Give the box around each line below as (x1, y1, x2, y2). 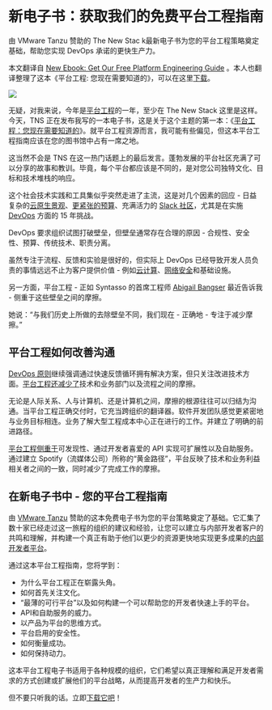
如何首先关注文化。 (19, 587, 85, 597)
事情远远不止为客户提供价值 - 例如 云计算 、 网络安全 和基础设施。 (22, 264, 236, 275)
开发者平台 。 (8, 543, 51, 552)
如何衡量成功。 (19, 638, 70, 648)
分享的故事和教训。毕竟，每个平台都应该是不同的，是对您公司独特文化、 (15, 163, 257, 172)
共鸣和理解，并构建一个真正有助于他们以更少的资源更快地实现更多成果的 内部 (8, 533, 264, 543)
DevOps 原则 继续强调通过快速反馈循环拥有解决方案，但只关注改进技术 (8, 369, 243, 378)
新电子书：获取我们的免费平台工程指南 (8, 7, 265, 26)
